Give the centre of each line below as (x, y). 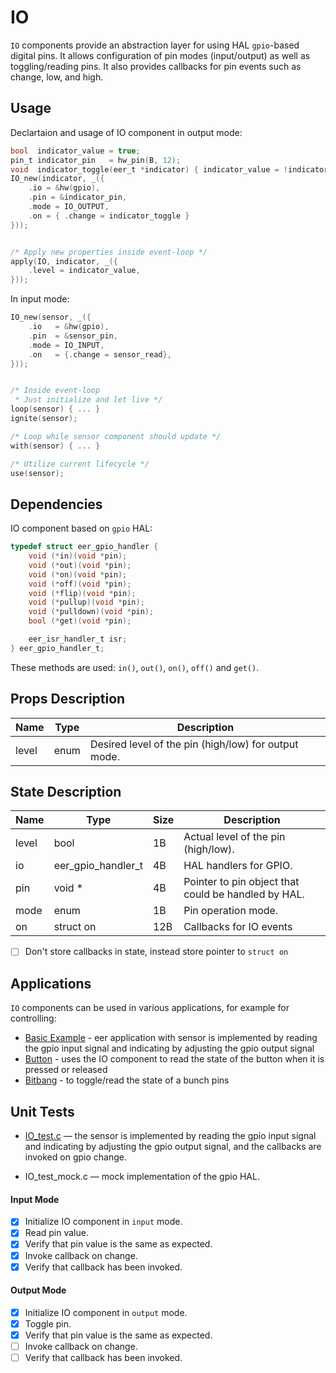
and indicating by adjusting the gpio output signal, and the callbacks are (173, 1147)
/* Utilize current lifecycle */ (80, 464)
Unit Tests (42, 1111)
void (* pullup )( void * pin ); (86, 602)
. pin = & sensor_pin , (73, 336)
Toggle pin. (48, 1323)
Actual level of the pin (234, 837)
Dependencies (56, 504)
